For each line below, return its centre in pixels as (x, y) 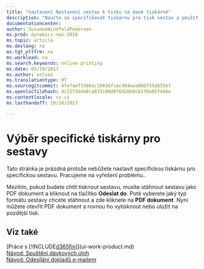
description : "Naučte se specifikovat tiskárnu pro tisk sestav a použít (103, 18)
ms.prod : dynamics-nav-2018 (42, 35)
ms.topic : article (30, 40)
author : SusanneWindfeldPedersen (49, 29)
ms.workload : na (27, 57)
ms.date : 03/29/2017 (33, 69)
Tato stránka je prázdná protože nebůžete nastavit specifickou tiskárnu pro (101, 168)
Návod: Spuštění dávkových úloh (48, 253)
